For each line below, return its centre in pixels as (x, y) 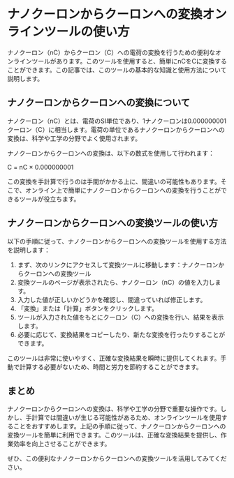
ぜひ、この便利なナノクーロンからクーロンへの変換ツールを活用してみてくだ (117, 458)
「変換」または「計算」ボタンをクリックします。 (88, 308)
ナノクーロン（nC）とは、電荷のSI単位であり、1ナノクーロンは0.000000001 (117, 121)
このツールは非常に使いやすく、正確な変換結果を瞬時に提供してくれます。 (114, 358)
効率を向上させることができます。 (62, 444)
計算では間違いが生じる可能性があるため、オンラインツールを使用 (126, 418)
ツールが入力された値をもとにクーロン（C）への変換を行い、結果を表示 (120, 317)
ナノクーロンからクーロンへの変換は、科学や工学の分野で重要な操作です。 (114, 409)
